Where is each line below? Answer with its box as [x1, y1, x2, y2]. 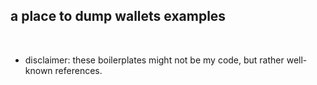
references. [54, 64, 103, 76]
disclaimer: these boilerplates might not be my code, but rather [24, 54, 285, 66]
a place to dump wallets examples [10, 8, 227, 25]
